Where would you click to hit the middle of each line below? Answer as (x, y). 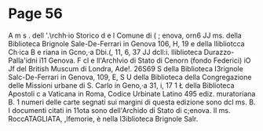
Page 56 (35, 14)
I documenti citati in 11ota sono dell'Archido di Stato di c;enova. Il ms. (119, 110)
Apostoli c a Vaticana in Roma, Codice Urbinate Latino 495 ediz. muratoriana (132, 93)
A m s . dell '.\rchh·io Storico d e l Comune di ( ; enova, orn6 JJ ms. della (125, 35)
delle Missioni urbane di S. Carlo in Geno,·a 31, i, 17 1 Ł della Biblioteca (121, 85)
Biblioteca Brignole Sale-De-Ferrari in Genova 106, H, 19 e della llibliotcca (126, 43)
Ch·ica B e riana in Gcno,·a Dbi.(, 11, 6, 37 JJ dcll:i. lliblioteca (105, 52)
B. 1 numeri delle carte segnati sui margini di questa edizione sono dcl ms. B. (132, 102)
